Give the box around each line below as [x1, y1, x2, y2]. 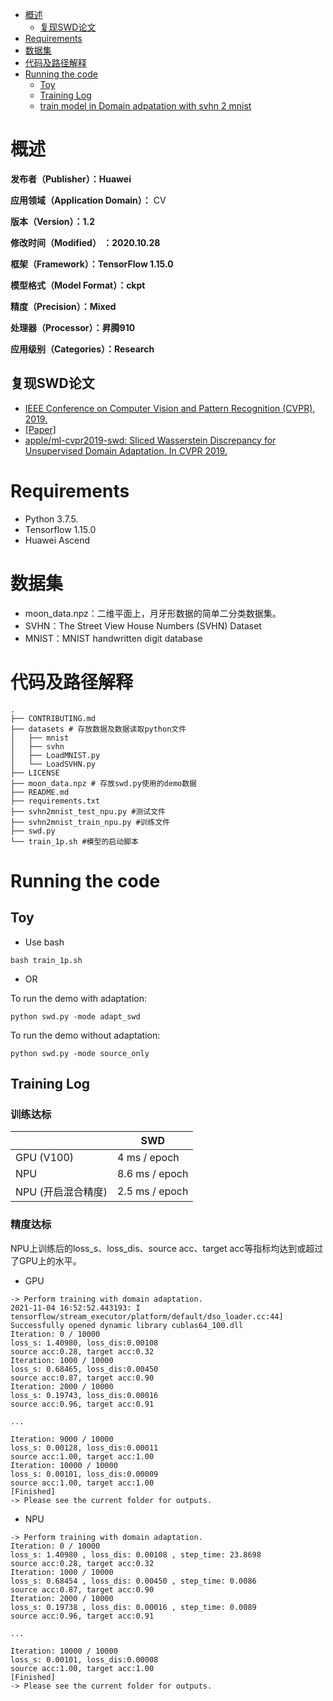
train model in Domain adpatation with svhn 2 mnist [39, 100, 252, 112]
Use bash [24, 936, 65, 948]
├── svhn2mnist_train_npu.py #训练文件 [10, 817, 171, 827]
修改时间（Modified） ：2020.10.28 [10, 236, 161, 248]
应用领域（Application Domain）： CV [10, 194, 167, 206]
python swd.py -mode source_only [10, 1048, 150, 1058]
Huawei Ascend [24, 534, 91, 546]
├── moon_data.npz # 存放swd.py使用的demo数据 [10, 778, 197, 788]
